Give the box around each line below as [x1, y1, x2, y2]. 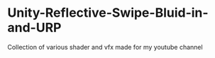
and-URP [7, 20, 62, 36]
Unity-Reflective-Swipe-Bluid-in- [7, 5, 209, 21]
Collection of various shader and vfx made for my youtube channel [7, 43, 204, 51]
